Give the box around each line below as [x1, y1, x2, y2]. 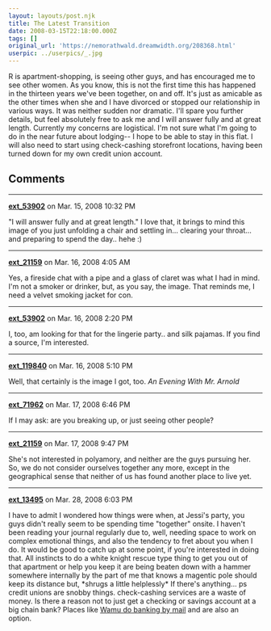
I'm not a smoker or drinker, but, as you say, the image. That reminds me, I [8, 281, 256, 291]
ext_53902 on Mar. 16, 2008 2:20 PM [8, 313, 133, 323]
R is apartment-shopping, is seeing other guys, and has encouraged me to [8, 72, 256, 81]
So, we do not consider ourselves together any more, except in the [8, 462, 230, 473]
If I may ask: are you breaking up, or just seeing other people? [8, 415, 214, 425]
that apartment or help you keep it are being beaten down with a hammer [8, 562, 252, 571]
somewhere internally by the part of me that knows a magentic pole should [8, 570, 257, 580]
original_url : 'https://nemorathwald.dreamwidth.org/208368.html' [8, 42, 236, 50]
